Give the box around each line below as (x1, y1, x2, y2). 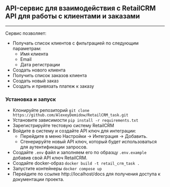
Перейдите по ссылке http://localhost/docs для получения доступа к (12, 171, 161, 177)
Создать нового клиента (12, 67, 66, 73)
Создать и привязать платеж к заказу (12, 83, 95, 89)
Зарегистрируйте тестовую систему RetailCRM (12, 123, 114, 129)
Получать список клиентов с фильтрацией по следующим (12, 40, 139, 46)
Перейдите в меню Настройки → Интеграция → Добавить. (20, 133, 148, 139)
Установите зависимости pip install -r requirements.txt (12, 117, 139, 123)
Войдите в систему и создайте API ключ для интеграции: (12, 128, 137, 134)
